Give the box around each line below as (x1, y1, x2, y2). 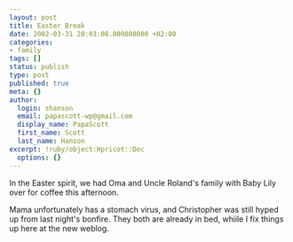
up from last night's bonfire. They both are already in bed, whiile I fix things (9, 214, 284, 224)
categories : (9, 37, 53, 47)
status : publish (9, 63, 69, 72)
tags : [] (9, 54, 42, 63)
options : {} (17, 152, 62, 162)
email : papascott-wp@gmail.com (17, 112, 133, 121)
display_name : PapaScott (17, 121, 109, 129)
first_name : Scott (17, 129, 86, 137)
